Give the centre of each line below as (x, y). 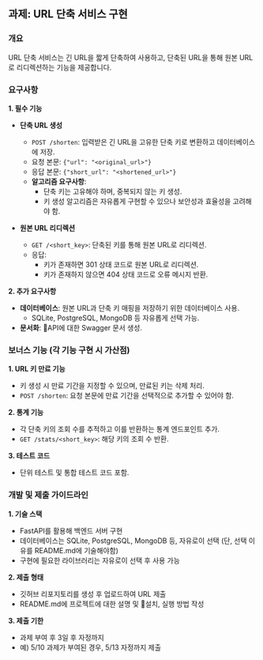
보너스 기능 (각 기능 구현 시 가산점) (69, 350)
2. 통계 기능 (26, 413)
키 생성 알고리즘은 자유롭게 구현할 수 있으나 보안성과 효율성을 (137, 201)
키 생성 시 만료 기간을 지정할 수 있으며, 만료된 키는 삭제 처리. (112, 386)
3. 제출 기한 (26, 620)
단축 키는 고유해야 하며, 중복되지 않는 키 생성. (113, 191)
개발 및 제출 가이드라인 (49, 495)
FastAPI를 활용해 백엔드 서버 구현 (71, 530)
